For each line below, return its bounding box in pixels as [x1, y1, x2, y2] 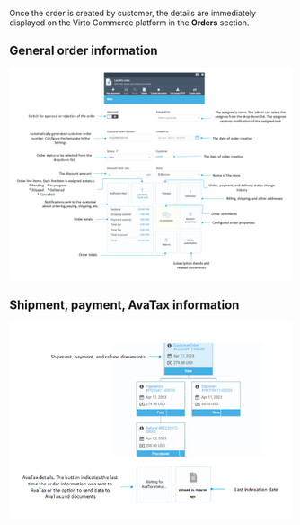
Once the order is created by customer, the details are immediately [9, 8, 256, 18]
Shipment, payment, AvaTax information [9, 297, 240, 313]
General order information [9, 43, 159, 59]
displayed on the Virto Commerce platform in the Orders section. [9, 17, 250, 28]
